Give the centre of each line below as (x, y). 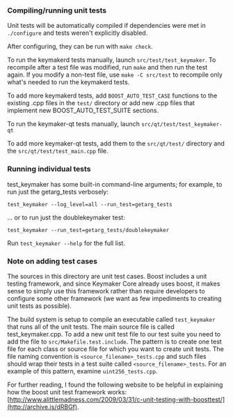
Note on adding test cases (52, 261)
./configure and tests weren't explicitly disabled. (78, 33)
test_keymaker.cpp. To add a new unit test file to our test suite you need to (114, 334)
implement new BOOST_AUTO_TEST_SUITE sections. (83, 111)
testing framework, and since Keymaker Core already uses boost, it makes (114, 284)
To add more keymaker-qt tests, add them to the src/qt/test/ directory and (116, 144)
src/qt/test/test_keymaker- (182, 125)
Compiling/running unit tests (57, 10)
